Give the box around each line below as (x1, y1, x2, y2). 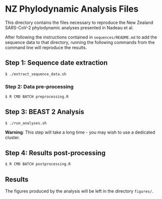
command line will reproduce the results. (5, 44, 87, 50)
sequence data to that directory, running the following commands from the (5, 39, 155, 45)
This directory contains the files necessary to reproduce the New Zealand (5, 20, 154, 25)
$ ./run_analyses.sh (5, 120, 47, 125)
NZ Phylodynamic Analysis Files (5, 3, 139, 15)
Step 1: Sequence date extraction (5, 59, 108, 67)
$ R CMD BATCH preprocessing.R (5, 94, 69, 99)
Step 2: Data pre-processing (5, 83, 74, 90)
